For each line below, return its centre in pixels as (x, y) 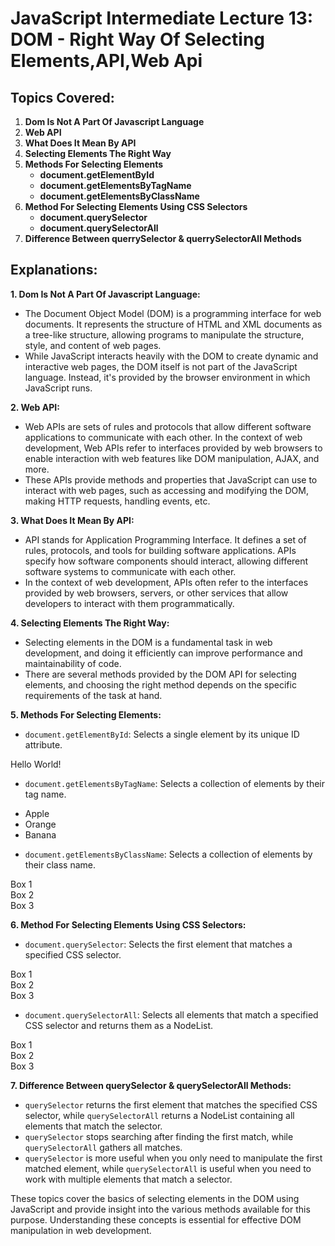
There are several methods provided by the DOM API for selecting (160, 674)
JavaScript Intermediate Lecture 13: (162, 18)
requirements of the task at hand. (93, 695)
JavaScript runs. (58, 388)
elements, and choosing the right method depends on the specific (160, 684)
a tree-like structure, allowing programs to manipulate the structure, (164, 334)
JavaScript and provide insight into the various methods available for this (160, 1209)
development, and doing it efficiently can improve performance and (163, 653)
